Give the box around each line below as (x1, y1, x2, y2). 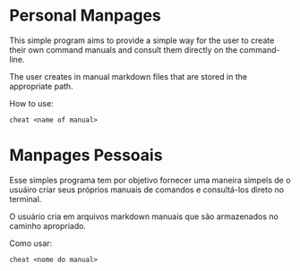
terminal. (9, 193, 42, 204)
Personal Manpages (9, 5, 161, 26)
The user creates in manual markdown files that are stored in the (9, 71, 248, 81)
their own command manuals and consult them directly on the (9, 44, 238, 55)
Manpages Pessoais (9, 145, 163, 165)
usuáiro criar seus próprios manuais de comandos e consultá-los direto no (9, 184, 285, 195)
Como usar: (9, 238, 53, 249)
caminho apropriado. (9, 220, 87, 231)
